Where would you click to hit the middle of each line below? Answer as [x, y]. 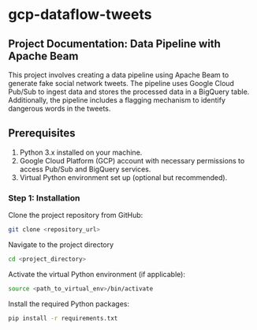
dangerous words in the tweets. [60, 109]
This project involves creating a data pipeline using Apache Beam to [119, 75]
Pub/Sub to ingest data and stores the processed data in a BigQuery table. [129, 92]
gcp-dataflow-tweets [80, 15]
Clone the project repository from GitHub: [76, 216]
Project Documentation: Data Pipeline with [114, 44]
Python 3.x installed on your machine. [81, 152]
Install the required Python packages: [69, 304]
